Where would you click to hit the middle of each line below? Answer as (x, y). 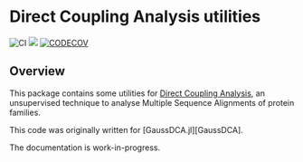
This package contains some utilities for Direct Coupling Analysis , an (137, 93)
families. (25, 112)
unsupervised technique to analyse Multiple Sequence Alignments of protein (152, 102)
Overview (38, 71)
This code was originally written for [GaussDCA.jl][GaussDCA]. (127, 129)
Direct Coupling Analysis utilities (135, 17)
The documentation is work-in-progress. (85, 148)
